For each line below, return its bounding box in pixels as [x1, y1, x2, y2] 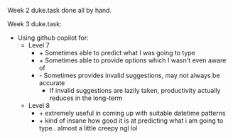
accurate [38, 79, 65, 87]
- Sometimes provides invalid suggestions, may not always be [38, 71, 220, 79]
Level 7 [28, 41, 50, 49]
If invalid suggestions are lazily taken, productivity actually [49, 87, 221, 94]
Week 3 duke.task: [7, 20, 62, 28]
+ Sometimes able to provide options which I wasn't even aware [38, 56, 227, 65]
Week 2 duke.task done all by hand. [7, 6, 112, 14]
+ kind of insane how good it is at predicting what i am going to [38, 116, 224, 125]
